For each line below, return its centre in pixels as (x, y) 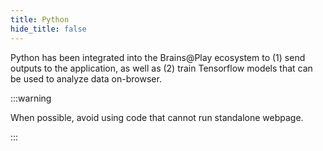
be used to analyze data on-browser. (86, 78)
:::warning (31, 98)
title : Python (40, 19)
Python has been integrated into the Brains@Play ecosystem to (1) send (158, 57)
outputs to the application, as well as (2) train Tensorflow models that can (161, 68)
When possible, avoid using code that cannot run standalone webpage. (157, 117)
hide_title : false (48, 29)
